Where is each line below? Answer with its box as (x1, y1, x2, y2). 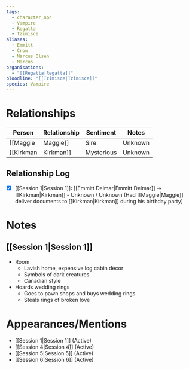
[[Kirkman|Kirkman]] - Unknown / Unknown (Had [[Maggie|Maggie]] (14, 191, 184, 198)
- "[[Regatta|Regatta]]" (11, 70, 74, 76)
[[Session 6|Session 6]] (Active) (14, 356, 94, 363)
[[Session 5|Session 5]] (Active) (14, 349, 94, 356)
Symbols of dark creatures (23, 270, 90, 278)
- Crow (11, 48, 28, 54)
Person (13, 128, 34, 136)
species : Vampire (6, 81, 50, 87)
